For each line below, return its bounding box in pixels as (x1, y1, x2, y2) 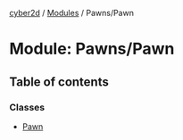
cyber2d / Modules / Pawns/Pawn (9, 8, 134, 18)
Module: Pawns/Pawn (9, 39, 175, 59)
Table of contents (9, 74, 109, 89)
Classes (9, 101, 46, 113)
